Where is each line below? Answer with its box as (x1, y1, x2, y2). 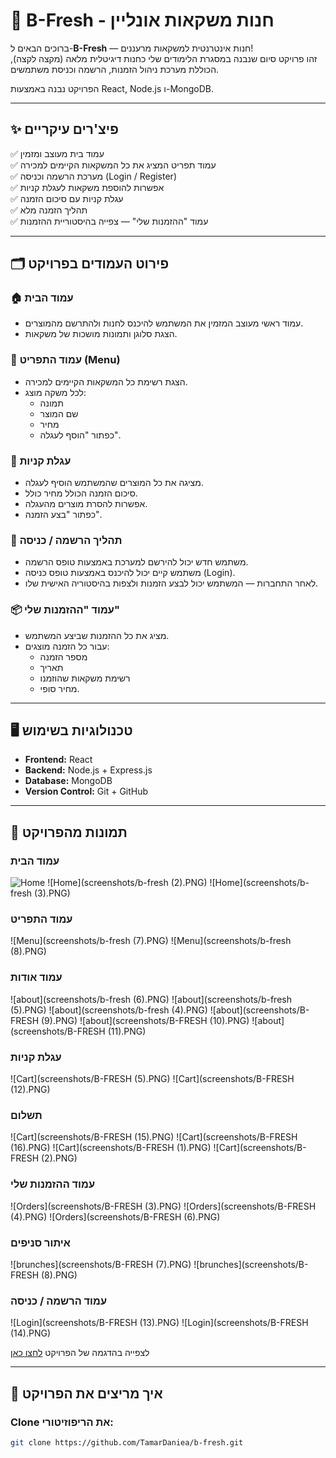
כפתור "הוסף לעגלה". (39, 429, 122, 441)
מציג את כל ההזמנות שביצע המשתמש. (24, 629, 170, 641)
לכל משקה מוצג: (24, 386, 87, 398)
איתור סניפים (10, 1235, 71, 1249)
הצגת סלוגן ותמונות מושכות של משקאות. (24, 328, 178, 340)
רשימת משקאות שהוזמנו (39, 672, 131, 684)
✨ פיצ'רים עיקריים (10, 121, 119, 138)
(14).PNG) (10, 1327, 52, 1339)
